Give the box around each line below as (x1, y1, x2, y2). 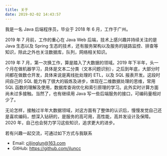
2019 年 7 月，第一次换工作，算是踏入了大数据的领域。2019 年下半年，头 (5, 59, 155, 65)
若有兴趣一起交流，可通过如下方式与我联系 (5, 130, 92, 136)
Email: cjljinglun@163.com (12, 140, 66, 146)
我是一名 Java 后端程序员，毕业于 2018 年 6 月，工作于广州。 (5, 26, 131, 32)
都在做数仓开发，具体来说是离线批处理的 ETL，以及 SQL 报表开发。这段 (9, 72, 156, 78)
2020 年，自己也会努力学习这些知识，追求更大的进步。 (5, 119, 118, 125)
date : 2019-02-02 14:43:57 (5, 12, 61, 17)
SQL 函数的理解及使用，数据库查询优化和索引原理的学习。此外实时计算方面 (5, 84, 159, 90)
